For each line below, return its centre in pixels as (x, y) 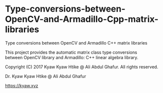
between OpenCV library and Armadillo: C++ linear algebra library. (72, 57)
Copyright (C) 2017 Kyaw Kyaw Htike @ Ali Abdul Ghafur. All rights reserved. (82, 67)
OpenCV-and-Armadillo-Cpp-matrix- (82, 19)
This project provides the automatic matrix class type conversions (71, 52)
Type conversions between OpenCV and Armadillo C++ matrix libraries (76, 43)
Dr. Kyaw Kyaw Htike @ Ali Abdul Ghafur (45, 76)
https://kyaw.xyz (22, 85)
